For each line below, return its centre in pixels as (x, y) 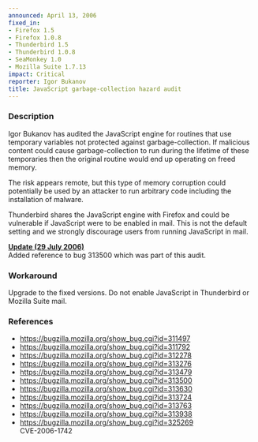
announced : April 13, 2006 (52, 15)
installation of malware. (46, 199)
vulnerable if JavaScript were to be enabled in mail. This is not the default (128, 223)
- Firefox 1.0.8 (35, 37)
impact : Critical (37, 74)
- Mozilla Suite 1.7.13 (47, 67)
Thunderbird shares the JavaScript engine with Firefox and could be (119, 215)
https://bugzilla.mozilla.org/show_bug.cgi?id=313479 (106, 373)
